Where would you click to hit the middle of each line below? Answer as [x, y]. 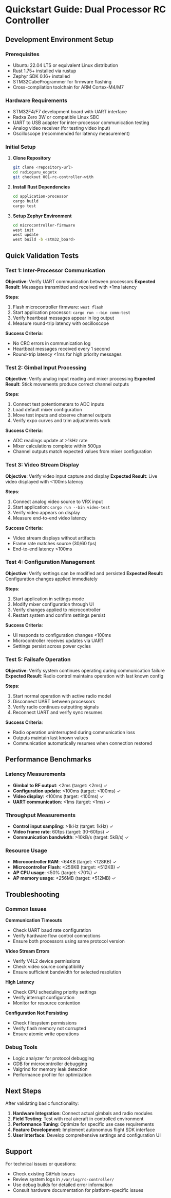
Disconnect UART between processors [54, 702]
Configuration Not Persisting [37, 1013]
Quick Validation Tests [42, 256]
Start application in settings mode [48, 599]
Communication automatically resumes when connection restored [82, 743]
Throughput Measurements [41, 815]
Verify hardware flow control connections [57, 936]
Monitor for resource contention [46, 1003]
